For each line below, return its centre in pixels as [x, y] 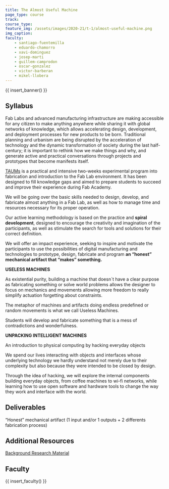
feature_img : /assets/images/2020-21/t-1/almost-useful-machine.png [79, 29]
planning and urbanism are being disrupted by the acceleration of [73, 140]
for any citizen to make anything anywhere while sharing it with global [78, 123]
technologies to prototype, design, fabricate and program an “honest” [79, 254]
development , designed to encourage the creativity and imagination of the [83, 223]
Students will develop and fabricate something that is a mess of [71, 320]
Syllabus [19, 106]
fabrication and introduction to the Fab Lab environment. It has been [76, 176]
